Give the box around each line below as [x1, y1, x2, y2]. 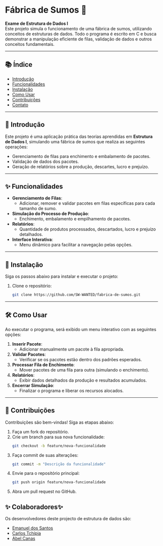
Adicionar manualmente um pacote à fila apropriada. [19, 346, 125, 352]
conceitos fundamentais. [5, 41, 55, 47]
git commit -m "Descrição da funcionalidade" [12, 462, 106, 467]
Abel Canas [12, 536, 35, 542]
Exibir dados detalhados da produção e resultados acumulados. [19, 377, 147, 383]
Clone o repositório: [12, 283, 52, 289]
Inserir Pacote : [12, 341, 43, 347]
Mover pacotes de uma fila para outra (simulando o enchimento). [19, 367, 149, 372]
